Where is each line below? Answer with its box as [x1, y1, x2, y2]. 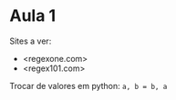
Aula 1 [9, 5, 57, 26]
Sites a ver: [9, 35, 52, 46]
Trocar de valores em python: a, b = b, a [9, 80, 168, 91]
